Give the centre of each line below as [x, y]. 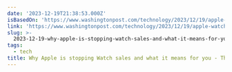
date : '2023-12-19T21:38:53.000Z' [57, 13]
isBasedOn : [23, 20]
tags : [15, 45]
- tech [23, 52]
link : [15, 26]
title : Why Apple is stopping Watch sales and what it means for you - [112, 58]
